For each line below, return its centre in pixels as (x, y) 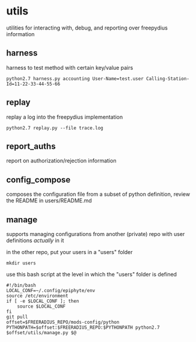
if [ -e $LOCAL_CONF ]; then (43, 301)
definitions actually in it (35, 240)
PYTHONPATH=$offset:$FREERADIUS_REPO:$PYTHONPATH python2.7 (83, 328)
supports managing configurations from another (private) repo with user (96, 234)
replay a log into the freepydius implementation (65, 117)
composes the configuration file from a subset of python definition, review (98, 194)
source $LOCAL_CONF (41, 306)
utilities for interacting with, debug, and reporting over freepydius (87, 28)
